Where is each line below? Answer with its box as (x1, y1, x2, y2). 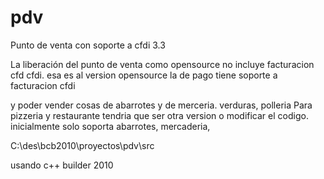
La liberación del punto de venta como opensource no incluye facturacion (10, 58, 315, 70)
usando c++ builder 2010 (10, 159, 114, 171)
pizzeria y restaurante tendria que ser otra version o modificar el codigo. (10, 109, 309, 121)
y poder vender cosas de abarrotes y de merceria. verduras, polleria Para (10, 99, 313, 111)
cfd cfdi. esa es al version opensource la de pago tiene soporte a (10, 69, 278, 81)
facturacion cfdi (10, 79, 76, 91)
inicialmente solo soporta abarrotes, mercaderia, (10, 120, 211, 132)
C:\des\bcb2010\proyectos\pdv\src (10, 139, 155, 151)
